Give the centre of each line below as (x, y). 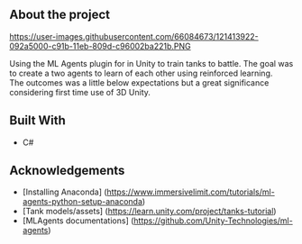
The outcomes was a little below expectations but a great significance (139, 82)
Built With (37, 121)
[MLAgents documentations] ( (78, 221)
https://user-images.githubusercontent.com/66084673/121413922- (134, 36)
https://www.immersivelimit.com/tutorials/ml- (191, 192)
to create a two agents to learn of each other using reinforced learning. (141, 73)
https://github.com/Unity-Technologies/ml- (213, 221)
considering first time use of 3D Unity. (80, 92)
